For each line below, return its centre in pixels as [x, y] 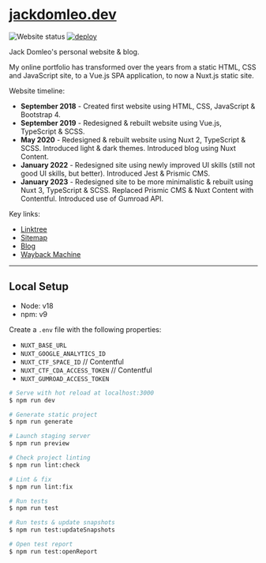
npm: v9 [34, 314]
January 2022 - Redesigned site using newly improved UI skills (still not [138, 164]
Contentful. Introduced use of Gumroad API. [92, 198]
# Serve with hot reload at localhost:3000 [82, 393]
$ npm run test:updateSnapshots [62, 530]
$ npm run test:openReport [53, 551]
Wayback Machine [51, 254]
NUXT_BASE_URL [43, 346]
